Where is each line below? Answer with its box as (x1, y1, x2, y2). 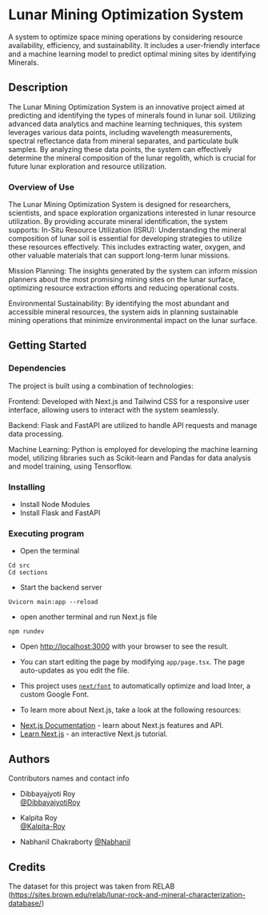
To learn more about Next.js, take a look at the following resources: (19, 705, 242, 715)
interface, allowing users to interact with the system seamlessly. (8, 405, 220, 414)
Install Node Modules (19, 500, 90, 509)
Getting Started (8, 338, 87, 353)
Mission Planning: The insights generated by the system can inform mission (8, 266, 258, 276)
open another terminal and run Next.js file (19, 612, 158, 621)
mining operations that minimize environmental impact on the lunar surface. (8, 316, 258, 326)
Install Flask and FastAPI (19, 508, 101, 517)
